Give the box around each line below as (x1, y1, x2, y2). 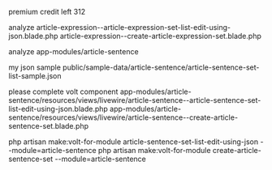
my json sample (8, 62, 61, 72)
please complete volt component (8, 87, 119, 96)
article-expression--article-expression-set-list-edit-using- (36, 23, 231, 32)
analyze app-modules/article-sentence (8, 47, 140, 56)
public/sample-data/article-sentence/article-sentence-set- (62, 62, 260, 72)
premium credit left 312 (8, 7, 86, 16)
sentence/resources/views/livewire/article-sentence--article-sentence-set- (8, 96, 261, 104)
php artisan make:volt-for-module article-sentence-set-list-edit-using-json (8, 137, 258, 147)
